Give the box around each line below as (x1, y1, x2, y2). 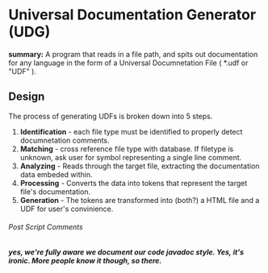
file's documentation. (19, 187, 91, 196)
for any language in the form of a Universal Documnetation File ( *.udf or (8, 58, 249, 68)
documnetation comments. (19, 135, 111, 145)
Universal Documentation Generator (8, 6, 257, 24)
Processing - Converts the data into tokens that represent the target (19, 178, 248, 188)
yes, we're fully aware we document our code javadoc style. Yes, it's (8, 247, 245, 257)
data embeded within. (19, 169, 93, 179)
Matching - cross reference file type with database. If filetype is (19, 143, 234, 154)
